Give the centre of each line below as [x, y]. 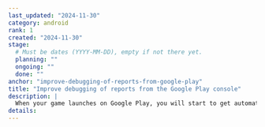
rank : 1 [21, 30]
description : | [33, 96]
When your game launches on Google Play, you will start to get [123, 103]
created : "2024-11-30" [45, 37]
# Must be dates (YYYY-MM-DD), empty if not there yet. [109, 52]
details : [22, 111]
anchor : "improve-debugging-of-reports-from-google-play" [105, 81]
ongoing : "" [35, 67]
